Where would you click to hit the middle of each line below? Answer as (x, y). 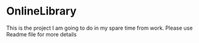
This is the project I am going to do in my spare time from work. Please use (99, 28)
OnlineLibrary (41, 11)
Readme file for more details (41, 34)
